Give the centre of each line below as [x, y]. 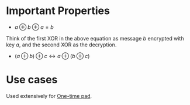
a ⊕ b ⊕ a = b [34, 27]
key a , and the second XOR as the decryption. [61, 45]
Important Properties [58, 11]
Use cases [32, 80]
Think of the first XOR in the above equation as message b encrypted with [95, 38]
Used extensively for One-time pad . [49, 96]
